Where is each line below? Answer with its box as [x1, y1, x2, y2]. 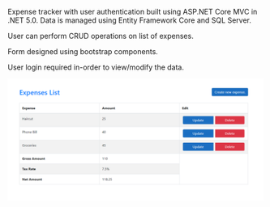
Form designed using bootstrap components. [7, 47, 159, 56]
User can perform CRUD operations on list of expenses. [7, 32, 194, 40]
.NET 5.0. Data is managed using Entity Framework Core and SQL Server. [7, 15, 252, 25]
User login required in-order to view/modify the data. [7, 62, 184, 72]
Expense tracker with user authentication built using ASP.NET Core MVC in [7, 7, 258, 16]
